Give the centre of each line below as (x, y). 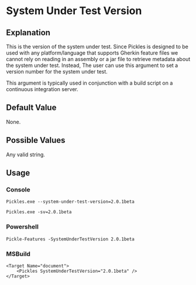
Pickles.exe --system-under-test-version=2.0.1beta (70, 202)
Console (18, 189)
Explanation (28, 33)
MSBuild (18, 254)
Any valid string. (26, 155)
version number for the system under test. (57, 71)
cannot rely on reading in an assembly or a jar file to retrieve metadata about (98, 59)
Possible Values (36, 140)
